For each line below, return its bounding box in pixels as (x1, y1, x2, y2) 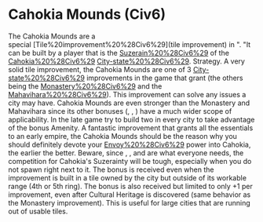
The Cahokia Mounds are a (8, 31, 96, 41)
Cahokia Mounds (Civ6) (8, 5, 166, 24)
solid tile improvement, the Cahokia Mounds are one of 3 (8, 64, 192, 74)
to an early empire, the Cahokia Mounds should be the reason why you (8, 131, 238, 140)
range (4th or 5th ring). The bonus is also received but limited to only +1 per (8, 181, 253, 191)
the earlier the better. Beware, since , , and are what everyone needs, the (8, 147, 244, 158)
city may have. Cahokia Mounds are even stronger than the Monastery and (8, 98, 250, 107)
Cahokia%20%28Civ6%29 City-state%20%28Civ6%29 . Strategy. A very (8, 56, 246, 66)
